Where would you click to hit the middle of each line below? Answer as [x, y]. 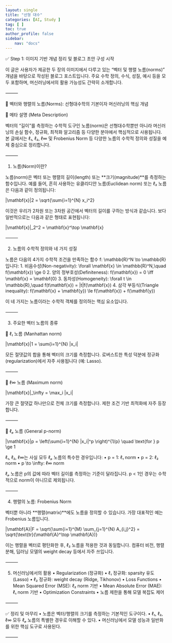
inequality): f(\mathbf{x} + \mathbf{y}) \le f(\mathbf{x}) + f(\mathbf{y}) [80, 291]
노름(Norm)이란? [30, 166]
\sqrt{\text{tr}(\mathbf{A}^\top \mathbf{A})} [52, 534]
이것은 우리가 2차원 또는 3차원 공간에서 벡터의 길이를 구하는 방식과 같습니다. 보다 [86, 211]
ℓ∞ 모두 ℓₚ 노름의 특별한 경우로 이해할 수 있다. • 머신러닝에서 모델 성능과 [78, 620]
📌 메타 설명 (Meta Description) [37, 115]
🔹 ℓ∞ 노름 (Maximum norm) [34, 382]
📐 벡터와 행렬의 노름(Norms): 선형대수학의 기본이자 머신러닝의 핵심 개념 [77, 103]
